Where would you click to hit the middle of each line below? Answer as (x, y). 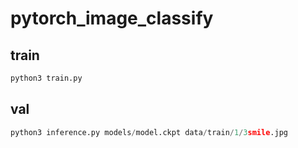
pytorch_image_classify (112, 18)
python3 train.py (46, 78)
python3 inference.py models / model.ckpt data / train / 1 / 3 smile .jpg (149, 132)
